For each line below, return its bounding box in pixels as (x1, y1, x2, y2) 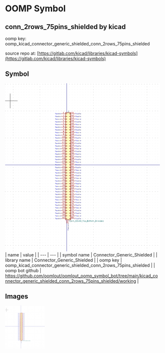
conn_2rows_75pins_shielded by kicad (5, 23, 126, 31)
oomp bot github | (5, 267, 42, 273)
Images (5, 292, 28, 301)
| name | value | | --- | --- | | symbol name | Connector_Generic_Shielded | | (5, 252, 158, 257)
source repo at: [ (5, 50, 39, 56)
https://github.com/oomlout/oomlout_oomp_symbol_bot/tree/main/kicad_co (5, 273, 158, 279)
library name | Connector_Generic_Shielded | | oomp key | (5, 257, 122, 263)
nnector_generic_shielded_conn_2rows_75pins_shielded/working (5, 278, 137, 284)
